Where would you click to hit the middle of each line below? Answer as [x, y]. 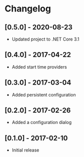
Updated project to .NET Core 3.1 [45, 39]
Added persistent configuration [44, 94]
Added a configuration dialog [42, 122]
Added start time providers [39, 67]
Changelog [28, 9]
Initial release [25, 150]
